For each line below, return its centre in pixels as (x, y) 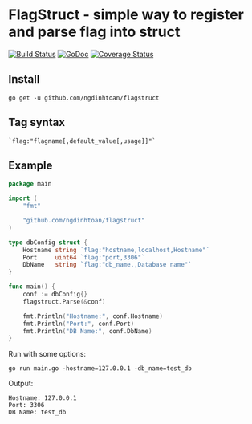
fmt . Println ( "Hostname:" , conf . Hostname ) (93, 316)
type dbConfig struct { (48, 243)
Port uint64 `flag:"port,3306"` (84, 257)
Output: (21, 384)
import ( (23, 198)
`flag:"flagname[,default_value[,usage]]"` (82, 141)
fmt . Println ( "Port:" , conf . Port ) (79, 324)
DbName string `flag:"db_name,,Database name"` (108, 265)
